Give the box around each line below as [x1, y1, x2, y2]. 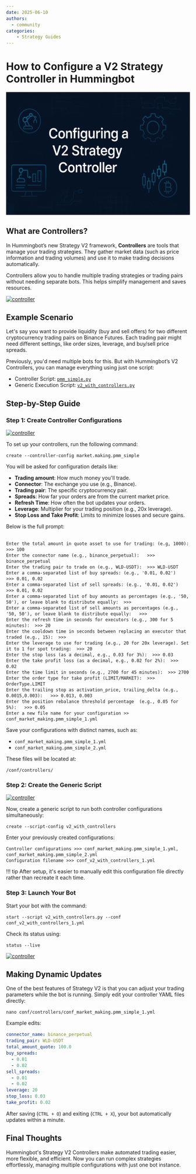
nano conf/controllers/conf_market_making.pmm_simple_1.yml [6, 1009, 156, 1016]
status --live [6, 942, 41, 948]
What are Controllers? [6, 226, 88, 236]
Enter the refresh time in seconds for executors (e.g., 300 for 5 [6, 617, 174, 623]
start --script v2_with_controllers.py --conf [6, 914, 121, 920]
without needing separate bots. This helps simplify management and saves [6, 278, 187, 285]
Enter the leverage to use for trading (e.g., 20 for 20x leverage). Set [6, 640, 190, 646]
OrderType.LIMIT [6, 681, 45, 687]
